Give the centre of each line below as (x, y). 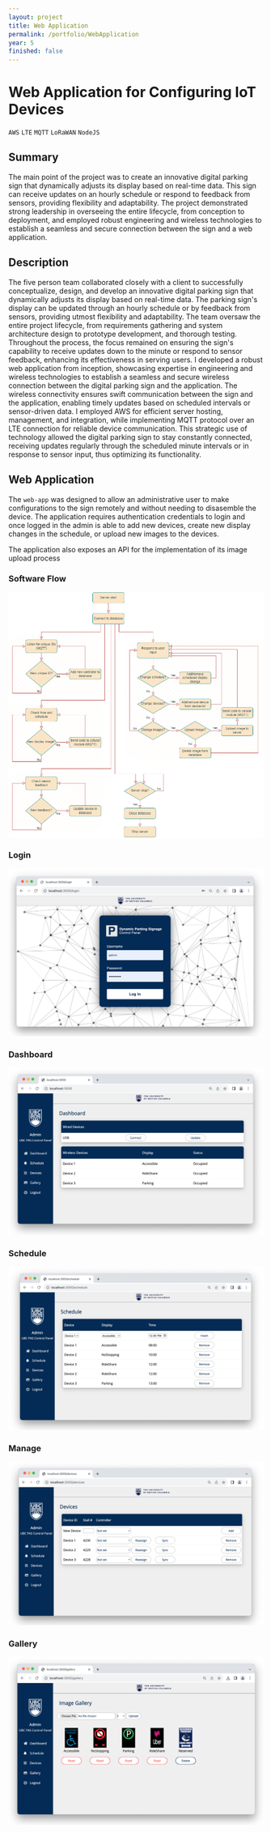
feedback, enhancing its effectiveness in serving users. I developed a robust (135, 360)
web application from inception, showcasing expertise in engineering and (131, 368)
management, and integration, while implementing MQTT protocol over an (131, 420)
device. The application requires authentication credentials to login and (127, 516)
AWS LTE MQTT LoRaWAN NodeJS (54, 133)
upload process (34, 558)
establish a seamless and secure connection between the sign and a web (131, 228)
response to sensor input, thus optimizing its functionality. (105, 454)
